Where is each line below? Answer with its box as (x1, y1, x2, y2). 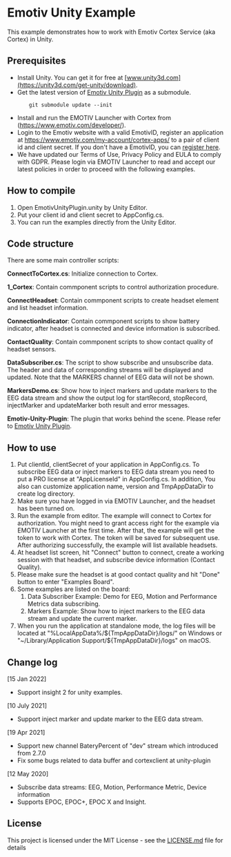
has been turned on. (17, 504, 75, 512)
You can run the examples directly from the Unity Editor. (17, 218, 177, 226)
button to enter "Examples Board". (17, 578, 115, 586)
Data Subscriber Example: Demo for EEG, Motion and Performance (27, 593, 217, 601)
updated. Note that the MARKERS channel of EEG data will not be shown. (7, 373, 214, 381)
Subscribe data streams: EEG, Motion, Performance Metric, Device (17, 783, 207, 791)
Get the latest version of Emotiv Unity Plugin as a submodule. (17, 88, 192, 96)
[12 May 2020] (7, 770, 49, 778)
